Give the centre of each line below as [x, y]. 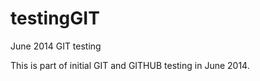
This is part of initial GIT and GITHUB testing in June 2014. [130, 65]
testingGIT [55, 18]
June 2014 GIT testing [56, 46]
